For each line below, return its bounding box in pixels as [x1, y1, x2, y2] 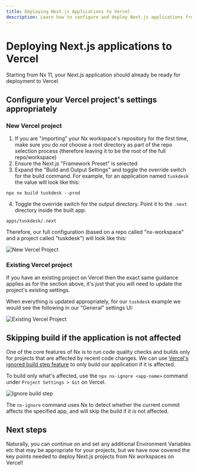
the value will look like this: [14, 179, 80, 186]
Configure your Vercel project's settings [6, 95, 157, 105]
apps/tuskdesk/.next [6, 218, 57, 224]
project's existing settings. [6, 287, 71, 294]
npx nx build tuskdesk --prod [6, 190, 81, 196]
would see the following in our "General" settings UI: [6, 304, 134, 311]
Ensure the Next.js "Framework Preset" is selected [14, 160, 138, 167]
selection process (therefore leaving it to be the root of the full [14, 148, 166, 155]
